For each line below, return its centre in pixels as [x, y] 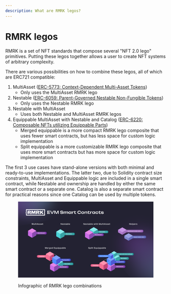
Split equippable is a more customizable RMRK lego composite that [91, 146]
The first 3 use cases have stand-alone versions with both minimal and [80, 167]
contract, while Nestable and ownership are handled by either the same [80, 183]
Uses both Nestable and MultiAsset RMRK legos [71, 114]
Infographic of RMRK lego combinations [60, 286]
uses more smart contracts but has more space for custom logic [88, 152]
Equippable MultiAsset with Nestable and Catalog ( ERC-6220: [78, 119]
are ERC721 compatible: [30, 77]
